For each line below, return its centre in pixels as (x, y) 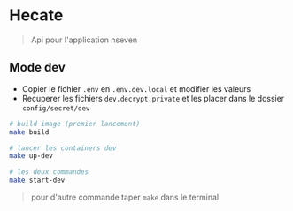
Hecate (36, 15)
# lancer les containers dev (63, 148)
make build (29, 132)
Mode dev (38, 68)
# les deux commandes (49, 172)
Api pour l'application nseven (84, 40)
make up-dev (31, 156)
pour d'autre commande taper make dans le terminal (125, 197)
